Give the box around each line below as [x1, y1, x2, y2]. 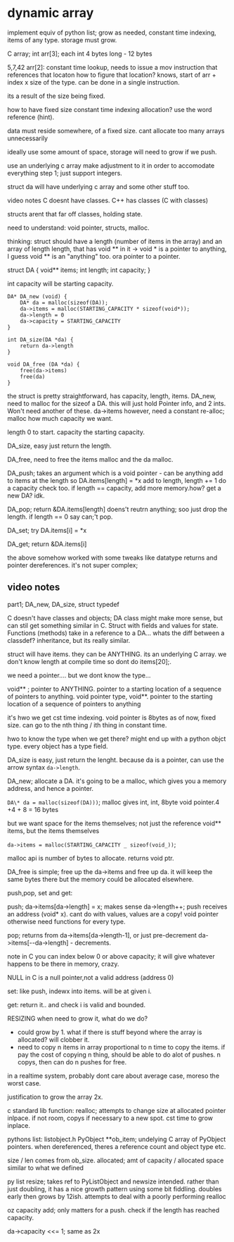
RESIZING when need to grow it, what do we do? [7, 1014, 148, 1023]
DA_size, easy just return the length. [7, 441, 112, 450]
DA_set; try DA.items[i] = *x [7, 526, 87, 534]
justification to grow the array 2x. [7, 1093, 103, 1101]
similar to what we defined [7, 1163, 84, 1172]
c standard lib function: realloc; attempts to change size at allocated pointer [7, 1106, 226, 1114]
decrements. [74, 938, 111, 947]
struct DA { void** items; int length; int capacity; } [7, 266, 151, 274]
